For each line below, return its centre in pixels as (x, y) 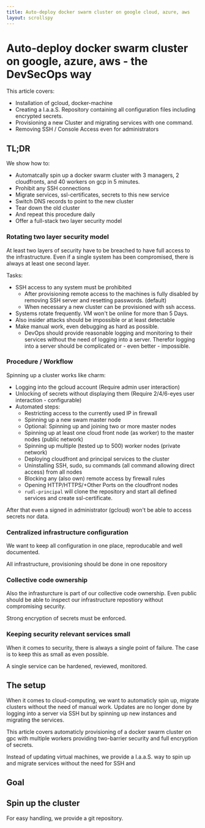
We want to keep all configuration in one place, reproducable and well (94, 546)
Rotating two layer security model (58, 237)
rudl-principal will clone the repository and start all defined (100, 491)
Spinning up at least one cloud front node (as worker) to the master (109, 432)
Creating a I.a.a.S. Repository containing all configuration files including (105, 110)
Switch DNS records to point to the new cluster (74, 201)
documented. (23, 552)
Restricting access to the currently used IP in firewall (91, 413)
